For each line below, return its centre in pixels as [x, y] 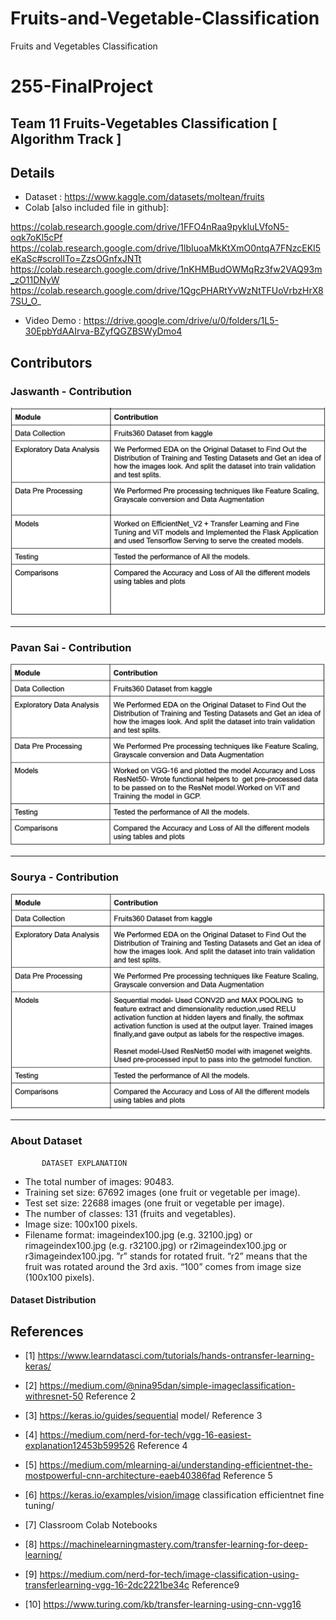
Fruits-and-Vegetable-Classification [165, 18]
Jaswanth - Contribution [71, 391]
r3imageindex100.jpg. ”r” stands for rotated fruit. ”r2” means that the [166, 1256]
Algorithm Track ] [66, 138]
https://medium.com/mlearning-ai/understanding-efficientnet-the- [176, 1464]
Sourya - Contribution [65, 877]
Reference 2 [111, 1396]
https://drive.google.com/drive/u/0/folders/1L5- [181, 321]
